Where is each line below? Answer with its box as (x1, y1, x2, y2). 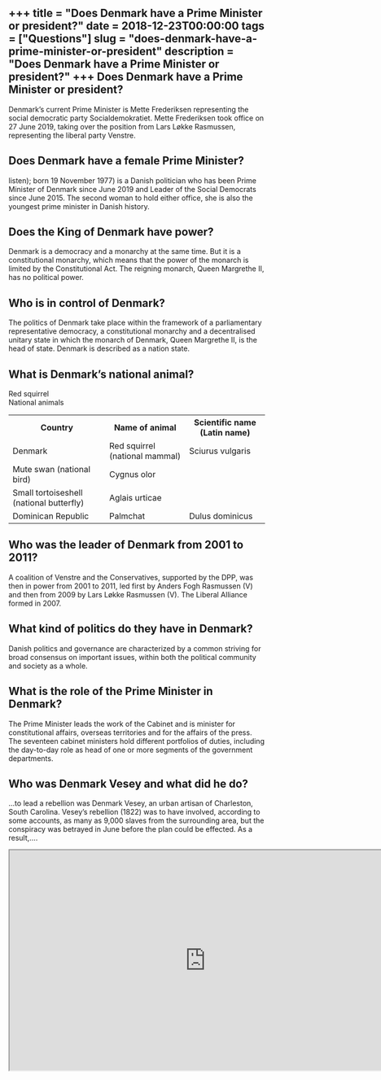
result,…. (8, 833, 38, 843)
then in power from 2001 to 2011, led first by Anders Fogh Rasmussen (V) (8, 581, 254, 591)
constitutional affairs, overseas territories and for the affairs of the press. (8, 728, 252, 737)
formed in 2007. (8, 598, 62, 608)
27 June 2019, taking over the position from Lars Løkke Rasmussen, (8, 121, 236, 131)
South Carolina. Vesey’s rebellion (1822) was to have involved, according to (8, 807, 261, 817)
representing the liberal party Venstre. (8, 130, 136, 140)
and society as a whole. (8, 661, 88, 671)
